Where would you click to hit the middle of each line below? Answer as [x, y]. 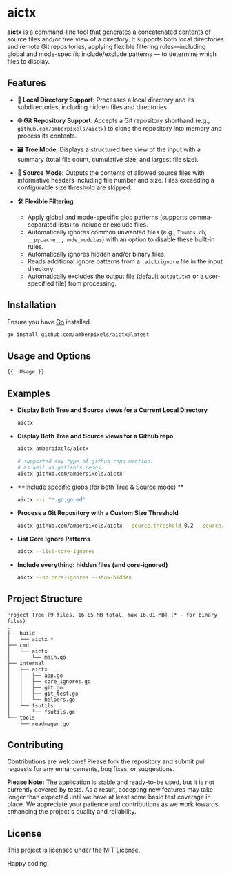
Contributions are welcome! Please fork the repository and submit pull [107, 761]
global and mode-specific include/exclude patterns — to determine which [112, 54]
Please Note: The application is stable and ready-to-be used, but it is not [111, 782]
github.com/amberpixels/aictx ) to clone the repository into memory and [119, 128]
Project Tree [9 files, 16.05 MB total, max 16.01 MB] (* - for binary [112, 615]
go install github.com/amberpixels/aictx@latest [78, 334]
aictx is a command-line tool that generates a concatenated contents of [109, 32]
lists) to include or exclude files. [103, 224]
